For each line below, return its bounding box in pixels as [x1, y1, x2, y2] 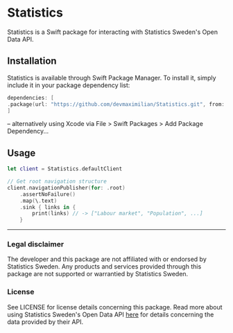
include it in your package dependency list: [7, 81, 130, 89]
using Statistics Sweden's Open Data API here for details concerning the [7, 310, 214, 318]
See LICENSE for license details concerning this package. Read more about [7, 303, 223, 311]
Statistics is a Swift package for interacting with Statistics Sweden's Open [7, 28, 218, 36]
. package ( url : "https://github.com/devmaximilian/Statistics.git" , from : [7, 100, 225, 108]
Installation [7, 55, 57, 67]
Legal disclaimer [7, 240, 64, 249]
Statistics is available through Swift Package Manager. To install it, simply [7, 73, 216, 82]
